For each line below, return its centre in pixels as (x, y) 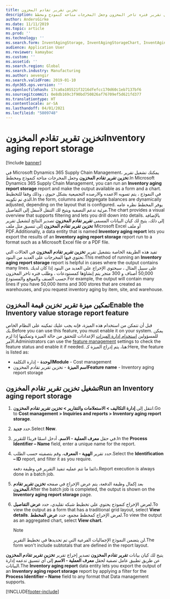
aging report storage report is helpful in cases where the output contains (82, 262)
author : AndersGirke (27, 19)
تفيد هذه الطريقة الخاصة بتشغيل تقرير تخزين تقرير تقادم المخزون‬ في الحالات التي (82, 252)
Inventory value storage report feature (67, 313)
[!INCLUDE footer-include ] (33, 592)
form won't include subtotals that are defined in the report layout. (81, 546)
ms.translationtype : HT (31, 99)
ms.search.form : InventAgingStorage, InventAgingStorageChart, (74, 43)
